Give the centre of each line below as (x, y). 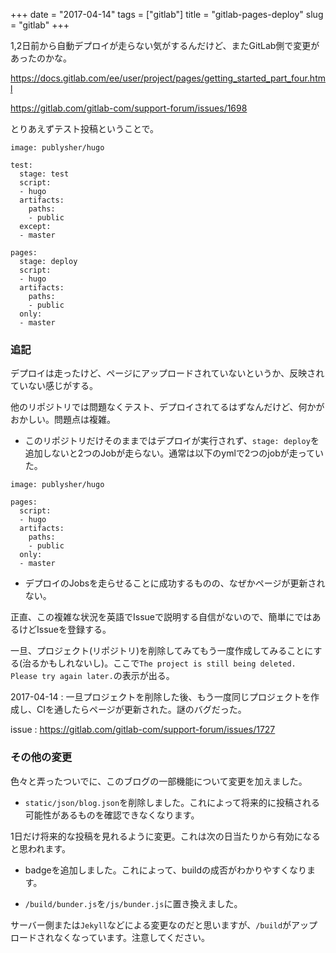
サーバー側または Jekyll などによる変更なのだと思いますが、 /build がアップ (164, 925)
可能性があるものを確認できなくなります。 (112, 815)
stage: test (44, 174)
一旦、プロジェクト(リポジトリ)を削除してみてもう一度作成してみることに (162, 651)
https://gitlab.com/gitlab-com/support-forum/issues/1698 (129, 108)
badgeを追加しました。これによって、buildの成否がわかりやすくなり (166, 870)
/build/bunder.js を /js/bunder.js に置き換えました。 (133, 903)
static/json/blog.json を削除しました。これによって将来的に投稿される (172, 802)
